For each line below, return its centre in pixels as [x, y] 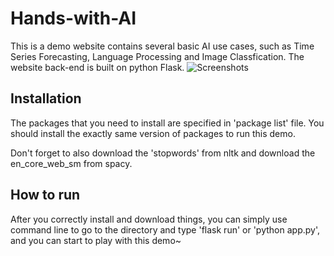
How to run [45, 195]
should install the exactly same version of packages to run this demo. [153, 133]
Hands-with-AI [73, 18]
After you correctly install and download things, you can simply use [149, 219]
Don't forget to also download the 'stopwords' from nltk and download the [163, 153]
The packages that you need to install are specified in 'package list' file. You [167, 123]
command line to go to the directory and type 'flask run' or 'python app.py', [165, 229]
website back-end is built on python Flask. [97, 67]
